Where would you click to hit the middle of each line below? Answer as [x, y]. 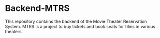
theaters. [14, 31]
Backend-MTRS [37, 8]
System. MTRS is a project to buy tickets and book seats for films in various [80, 26]
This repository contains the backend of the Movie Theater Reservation [76, 21]
